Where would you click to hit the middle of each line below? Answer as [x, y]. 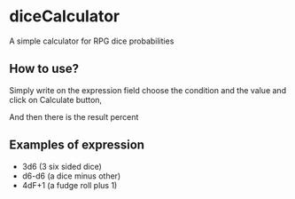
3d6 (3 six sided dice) [62, 166]
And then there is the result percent [74, 116]
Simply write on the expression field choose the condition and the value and [147, 90]
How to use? [44, 69]
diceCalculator [65, 16]
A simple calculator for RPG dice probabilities [92, 41]
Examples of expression [77, 145]
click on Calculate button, [56, 99]
